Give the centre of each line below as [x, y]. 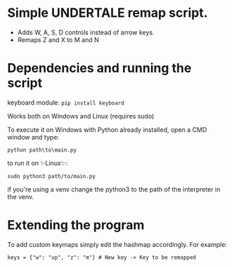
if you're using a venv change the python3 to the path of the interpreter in [114, 189]
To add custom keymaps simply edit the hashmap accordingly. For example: [117, 244]
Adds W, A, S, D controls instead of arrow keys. [86, 32]
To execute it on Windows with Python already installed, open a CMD [107, 129]
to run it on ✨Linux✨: [38, 163]
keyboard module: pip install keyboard [66, 102]
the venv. [21, 196]
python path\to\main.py [42, 150]
